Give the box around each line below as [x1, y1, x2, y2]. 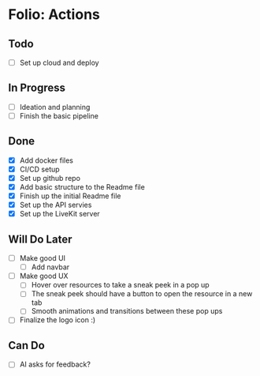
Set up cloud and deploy [19, 58, 100, 67]
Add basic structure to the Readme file [19, 182, 146, 191]
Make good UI [19, 254, 65, 263]
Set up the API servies [19, 200, 92, 210]
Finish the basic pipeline [19, 111, 98, 120]
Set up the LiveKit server [19, 209, 100, 219]
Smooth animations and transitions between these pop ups [31, 306, 223, 316]
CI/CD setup [19, 164, 61, 174]
